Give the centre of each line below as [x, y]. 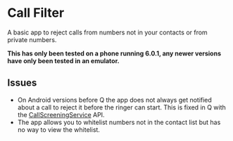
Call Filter [36, 13]
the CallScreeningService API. [61, 114]
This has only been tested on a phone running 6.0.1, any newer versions [114, 53]
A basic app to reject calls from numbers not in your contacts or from [107, 32]
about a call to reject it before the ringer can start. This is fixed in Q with [122, 107]
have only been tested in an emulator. [63, 60]
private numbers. [32, 39]
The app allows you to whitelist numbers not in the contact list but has [119, 122]
